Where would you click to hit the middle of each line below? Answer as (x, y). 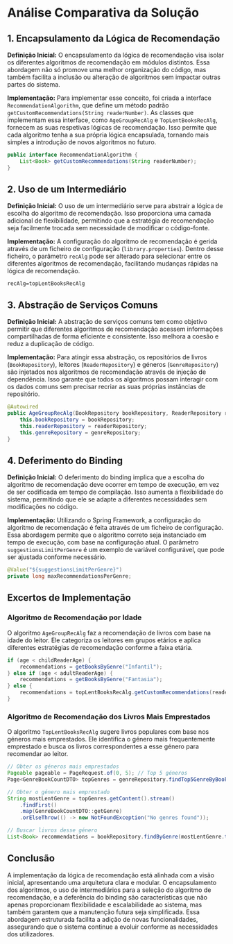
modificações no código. (43, 507)
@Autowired (23, 407)
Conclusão (31, 858)
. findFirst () (38, 805)
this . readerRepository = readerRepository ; (84, 426)
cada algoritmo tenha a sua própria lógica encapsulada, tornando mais (108, 135)
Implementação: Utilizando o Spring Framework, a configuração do (104, 520)
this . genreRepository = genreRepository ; (80, 432)
